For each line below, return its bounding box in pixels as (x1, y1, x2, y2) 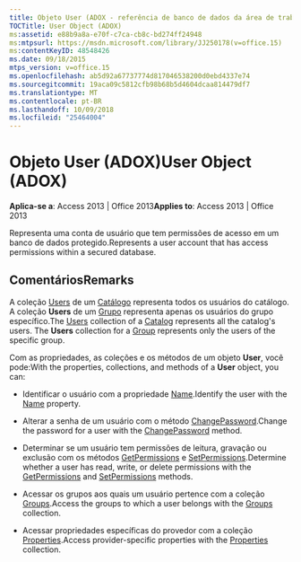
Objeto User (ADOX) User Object (9, 152, 253, 172)
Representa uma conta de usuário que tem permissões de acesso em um (9, 228, 279, 239)
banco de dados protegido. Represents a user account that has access (9, 237, 269, 248)
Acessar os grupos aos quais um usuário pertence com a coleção (21, 488, 265, 499)
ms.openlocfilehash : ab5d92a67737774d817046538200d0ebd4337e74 (9, 72, 251, 81)
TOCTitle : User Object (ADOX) (9, 22, 123, 31)
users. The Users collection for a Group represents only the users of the (9, 325, 276, 336)
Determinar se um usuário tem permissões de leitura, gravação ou (21, 442, 267, 453)
